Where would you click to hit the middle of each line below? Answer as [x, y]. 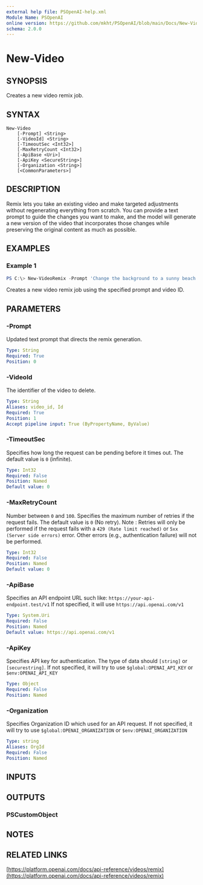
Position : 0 [21, 361]
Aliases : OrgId [25, 747]
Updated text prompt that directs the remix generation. [74, 339]
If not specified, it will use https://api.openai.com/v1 [118, 604]
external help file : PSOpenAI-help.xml [56, 12]
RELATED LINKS [37, 855]
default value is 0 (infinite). [39, 459]
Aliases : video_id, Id [35, 407]
